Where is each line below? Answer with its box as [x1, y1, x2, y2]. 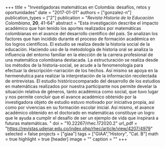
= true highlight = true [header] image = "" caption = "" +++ [5, 136, 127, 142]
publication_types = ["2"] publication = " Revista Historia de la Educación [5, 15, 154, 20]
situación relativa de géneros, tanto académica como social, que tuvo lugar [5, 89, 159, 94]
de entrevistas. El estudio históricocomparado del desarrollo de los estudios [5, 78, 160, 84]
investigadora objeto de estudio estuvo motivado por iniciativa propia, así [5, 99, 155, 105]
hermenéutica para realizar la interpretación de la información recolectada [5, 73, 157, 78]
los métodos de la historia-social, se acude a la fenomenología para [5, 62, 144, 68]
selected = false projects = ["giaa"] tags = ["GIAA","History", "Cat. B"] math [5, 131, 159, 137]
